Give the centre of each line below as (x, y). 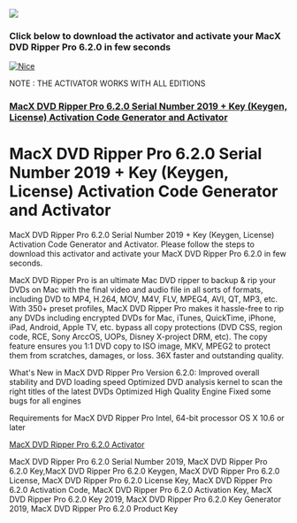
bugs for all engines (45, 401)
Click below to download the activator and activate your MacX (145, 35)
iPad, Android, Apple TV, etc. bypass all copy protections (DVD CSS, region (146, 327)
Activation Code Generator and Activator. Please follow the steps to (132, 244)
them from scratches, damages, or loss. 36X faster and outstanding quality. (147, 356)
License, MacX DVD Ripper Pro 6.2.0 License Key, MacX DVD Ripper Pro (141, 481)
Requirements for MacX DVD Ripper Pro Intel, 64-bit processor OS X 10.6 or (147, 418)
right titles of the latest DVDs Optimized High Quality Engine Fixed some (140, 392)
